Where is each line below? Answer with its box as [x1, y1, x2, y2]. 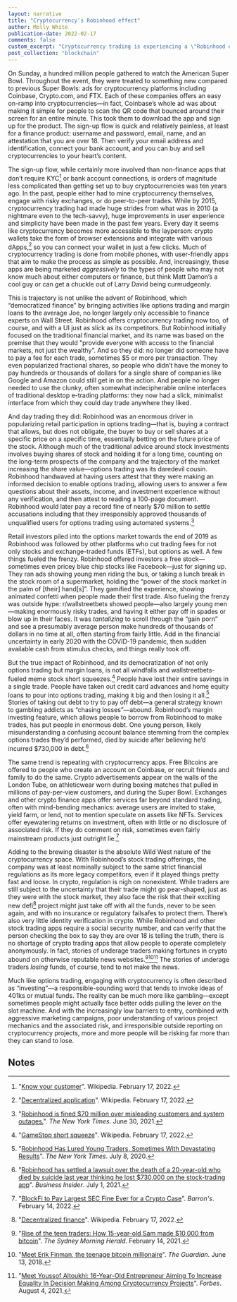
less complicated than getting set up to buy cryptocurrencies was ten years [8, 181, 227, 190]
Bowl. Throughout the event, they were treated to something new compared [8, 76, 228, 85]
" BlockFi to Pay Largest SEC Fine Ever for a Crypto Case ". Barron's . [18, 1194, 214, 1202]
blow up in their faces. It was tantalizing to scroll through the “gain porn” [8, 615, 219, 623]
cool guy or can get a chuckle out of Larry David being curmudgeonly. [8, 280, 212, 289]
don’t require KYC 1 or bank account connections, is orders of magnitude [8, 172, 217, 182]
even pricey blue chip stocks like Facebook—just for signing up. [41, 562, 227, 570]
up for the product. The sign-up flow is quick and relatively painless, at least [8, 121, 229, 130]
